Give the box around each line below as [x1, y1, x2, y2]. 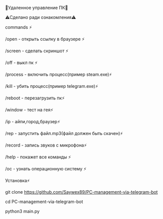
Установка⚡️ [5, 178, 30, 183]
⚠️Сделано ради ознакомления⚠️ [5, 14, 76, 20]
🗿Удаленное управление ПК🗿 [5, 5, 69, 10]
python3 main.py [5, 209, 40, 214]
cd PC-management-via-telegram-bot [5, 199, 83, 205]
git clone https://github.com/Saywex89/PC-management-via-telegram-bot [5, 189, 158, 195]
